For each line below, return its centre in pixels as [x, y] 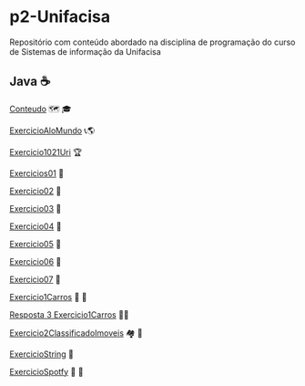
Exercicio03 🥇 [36, 208]
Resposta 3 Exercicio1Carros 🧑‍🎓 [69, 314]
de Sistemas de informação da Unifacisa [85, 51]
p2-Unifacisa [60, 17]
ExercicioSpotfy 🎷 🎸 [46, 371]
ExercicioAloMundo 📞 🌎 [52, 130]
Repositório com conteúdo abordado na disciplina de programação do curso [152, 42]
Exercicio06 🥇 [36, 261]
